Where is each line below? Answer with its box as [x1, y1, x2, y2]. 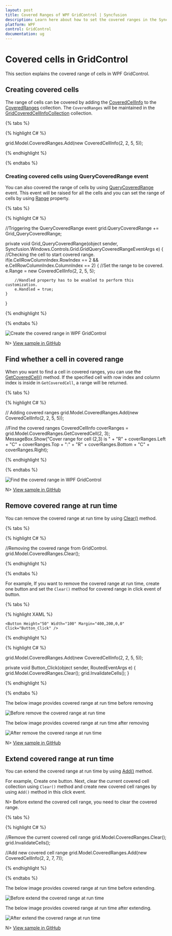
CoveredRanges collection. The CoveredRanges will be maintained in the [5, 104, 155, 111]
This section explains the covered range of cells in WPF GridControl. [5, 70, 149, 77]
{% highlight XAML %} [5, 611, 53, 617]
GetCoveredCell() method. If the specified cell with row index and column [5, 374, 160, 380]
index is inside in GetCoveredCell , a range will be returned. [5, 379, 128, 386]
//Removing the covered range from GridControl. [5, 545, 108, 551]
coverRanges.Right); [5, 447, 49, 453]
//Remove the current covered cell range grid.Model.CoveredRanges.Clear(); [5, 834, 166, 840]
